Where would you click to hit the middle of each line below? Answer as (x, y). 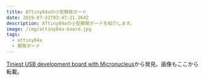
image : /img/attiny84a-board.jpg (49, 29)
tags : (13, 35)
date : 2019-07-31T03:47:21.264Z (47, 18)
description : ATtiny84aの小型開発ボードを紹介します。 (70, 23)
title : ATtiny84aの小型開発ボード (47, 12)
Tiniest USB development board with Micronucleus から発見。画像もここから (103, 64)
